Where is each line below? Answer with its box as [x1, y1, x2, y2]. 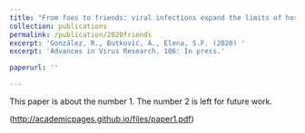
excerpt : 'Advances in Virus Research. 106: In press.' [9, 47, 225, 56]
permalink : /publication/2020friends [9, 30, 152, 39]
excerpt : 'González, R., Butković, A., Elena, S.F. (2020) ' [9, 38, 246, 48]
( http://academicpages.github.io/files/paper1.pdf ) [9, 114, 195, 124]
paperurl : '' [9, 63, 59, 72]
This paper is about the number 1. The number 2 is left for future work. [9, 96, 273, 107]
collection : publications [9, 22, 107, 31]
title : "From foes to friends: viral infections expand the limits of [9, 13, 282, 23]
